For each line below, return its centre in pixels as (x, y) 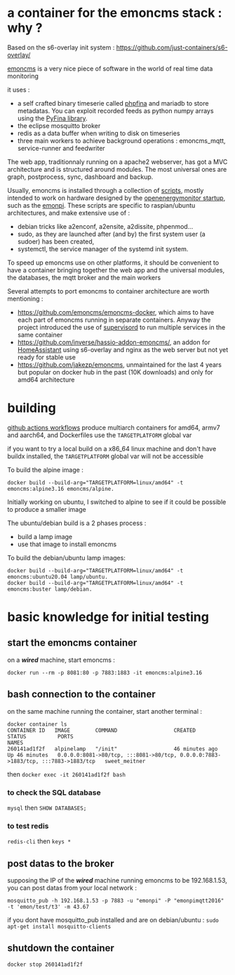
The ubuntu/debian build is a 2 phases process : (77, 523)
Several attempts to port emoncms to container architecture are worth (108, 291)
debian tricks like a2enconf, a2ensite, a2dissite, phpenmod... (105, 226)
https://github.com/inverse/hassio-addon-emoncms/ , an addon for (114, 342)
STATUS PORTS (40, 736)
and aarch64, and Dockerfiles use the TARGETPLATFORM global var (100, 435)
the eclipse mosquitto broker (59, 125)
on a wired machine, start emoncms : (61, 660)
